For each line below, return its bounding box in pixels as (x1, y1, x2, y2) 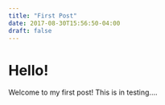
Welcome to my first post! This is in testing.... (8, 87, 158, 97)
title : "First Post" (8, 11, 78, 20)
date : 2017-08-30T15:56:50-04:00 (8, 19, 121, 27)
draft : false (8, 26, 52, 34)
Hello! (8, 61, 49, 79)
